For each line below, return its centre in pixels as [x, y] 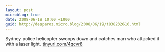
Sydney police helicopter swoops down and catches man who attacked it [82, 39]
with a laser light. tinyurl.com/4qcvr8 [44, 44]
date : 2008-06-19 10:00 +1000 [38, 19]
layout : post [19, 10]
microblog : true [23, 15]
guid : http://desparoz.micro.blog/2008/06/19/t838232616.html [73, 24]
